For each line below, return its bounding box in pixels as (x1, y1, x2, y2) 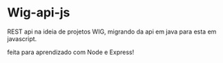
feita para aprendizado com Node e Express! (7, 48, 135, 56)
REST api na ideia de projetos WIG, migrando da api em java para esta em (7, 27, 217, 36)
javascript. (7, 34, 37, 42)
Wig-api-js (7, 5, 70, 21)
